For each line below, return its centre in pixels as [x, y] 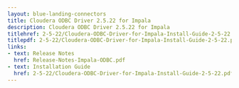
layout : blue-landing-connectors [57, 14]
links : [17, 47]
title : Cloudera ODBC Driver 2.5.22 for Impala [79, 21]
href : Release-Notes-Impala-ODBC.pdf [70, 60]
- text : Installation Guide [49, 67]
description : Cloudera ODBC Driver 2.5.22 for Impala [89, 27]
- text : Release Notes [41, 54]
